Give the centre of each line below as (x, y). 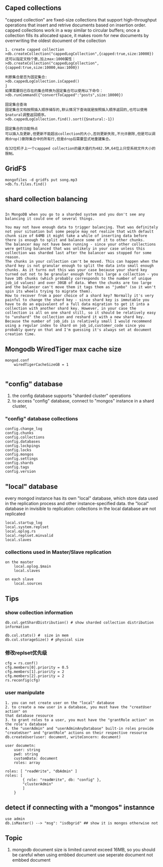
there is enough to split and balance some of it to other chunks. (75, 240)
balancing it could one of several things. (50, 219)
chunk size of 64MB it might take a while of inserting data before (76, 236)
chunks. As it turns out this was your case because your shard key (76, 270)
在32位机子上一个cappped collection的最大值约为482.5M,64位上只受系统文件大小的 (80, 148)
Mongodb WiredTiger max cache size (63, 349)
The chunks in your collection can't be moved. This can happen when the (82, 262)
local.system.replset (27, 527)
